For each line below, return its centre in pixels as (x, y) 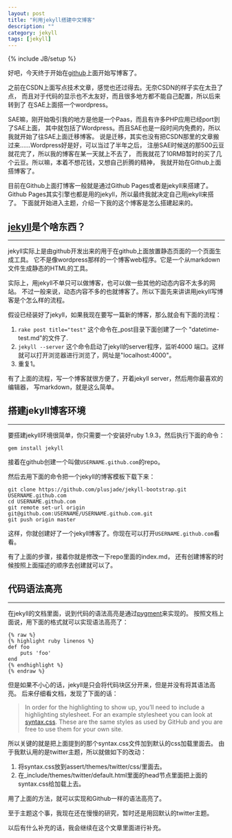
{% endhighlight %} (36, 665)
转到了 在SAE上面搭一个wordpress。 (60, 105)
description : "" (31, 26)
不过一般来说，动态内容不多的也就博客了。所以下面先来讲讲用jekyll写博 (122, 291)
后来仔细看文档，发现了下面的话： (70, 693)
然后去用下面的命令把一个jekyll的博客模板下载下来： (82, 476)
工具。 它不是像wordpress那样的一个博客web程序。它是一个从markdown (117, 260)
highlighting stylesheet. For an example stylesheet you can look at (118, 714)
